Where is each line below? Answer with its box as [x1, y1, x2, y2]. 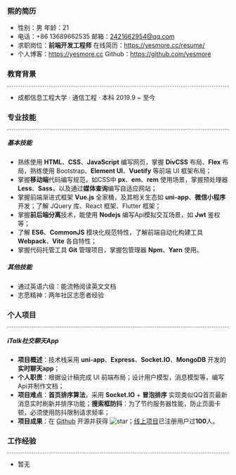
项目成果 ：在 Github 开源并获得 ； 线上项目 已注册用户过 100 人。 [17, 417, 219, 426]
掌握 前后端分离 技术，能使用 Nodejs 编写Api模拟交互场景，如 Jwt [17, 210, 206, 219]
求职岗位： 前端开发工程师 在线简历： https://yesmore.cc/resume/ [17, 41, 205, 50]
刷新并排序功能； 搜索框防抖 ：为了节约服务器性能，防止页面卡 [41, 399, 221, 408]
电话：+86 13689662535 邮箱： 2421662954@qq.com [17, 32, 175, 41]
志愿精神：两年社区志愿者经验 [17, 290, 104, 299]
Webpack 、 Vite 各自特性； [17, 237, 97, 245]
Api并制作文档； [17, 382, 65, 391]
